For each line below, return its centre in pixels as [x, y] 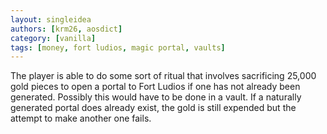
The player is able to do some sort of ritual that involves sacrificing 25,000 [163, 76]
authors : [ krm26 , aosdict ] [66, 29]
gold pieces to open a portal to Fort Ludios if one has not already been [155, 87]
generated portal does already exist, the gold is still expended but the [153, 108]
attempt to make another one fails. [81, 118]
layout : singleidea [51, 19]
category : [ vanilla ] [53, 38]
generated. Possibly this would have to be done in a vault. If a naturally [156, 97]
